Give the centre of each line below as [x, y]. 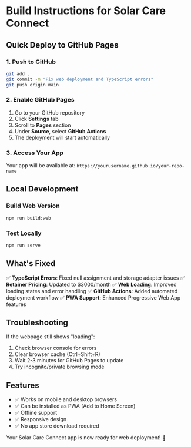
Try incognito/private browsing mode [59, 367]
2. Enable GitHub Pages [40, 100]
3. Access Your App [35, 153]
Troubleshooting [37, 323]
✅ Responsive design [41, 419]
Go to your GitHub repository [50, 112]
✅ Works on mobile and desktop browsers [66, 399]
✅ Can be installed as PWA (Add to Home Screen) [75, 406]
